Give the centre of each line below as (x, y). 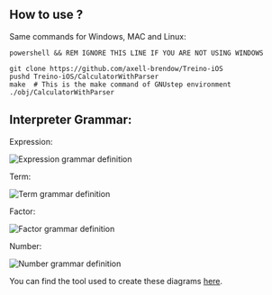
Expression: (31, 141)
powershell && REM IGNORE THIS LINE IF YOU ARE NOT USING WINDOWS (136, 53)
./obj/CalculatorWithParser (62, 92)
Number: (26, 246)
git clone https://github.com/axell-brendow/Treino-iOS (116, 68)
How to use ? (46, 15)
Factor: (23, 211)
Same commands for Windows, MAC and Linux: (98, 36)
